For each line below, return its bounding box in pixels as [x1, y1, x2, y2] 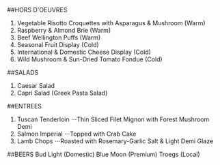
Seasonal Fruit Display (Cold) [16, 41, 99, 48]
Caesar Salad [16, 82, 55, 89]
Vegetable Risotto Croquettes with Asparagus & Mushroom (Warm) [16, 19, 206, 27]
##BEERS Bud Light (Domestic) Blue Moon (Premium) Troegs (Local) [7, 150, 200, 158]
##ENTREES [7, 102, 42, 110]
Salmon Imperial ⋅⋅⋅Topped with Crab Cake [16, 130, 137, 138]
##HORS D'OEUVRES [7, 6, 68, 14]
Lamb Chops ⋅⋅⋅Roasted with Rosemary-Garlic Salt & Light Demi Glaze [16, 137, 214, 145]
